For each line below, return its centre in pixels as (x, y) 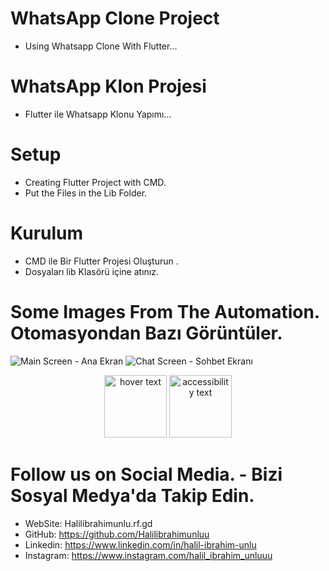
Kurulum (47, 233)
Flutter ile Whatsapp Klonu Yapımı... (98, 114)
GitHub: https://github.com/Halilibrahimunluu (117, 534)
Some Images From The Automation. (165, 311)
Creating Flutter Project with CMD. (95, 182)
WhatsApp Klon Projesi (108, 86)
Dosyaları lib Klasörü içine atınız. (91, 271)
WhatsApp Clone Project (115, 18)
